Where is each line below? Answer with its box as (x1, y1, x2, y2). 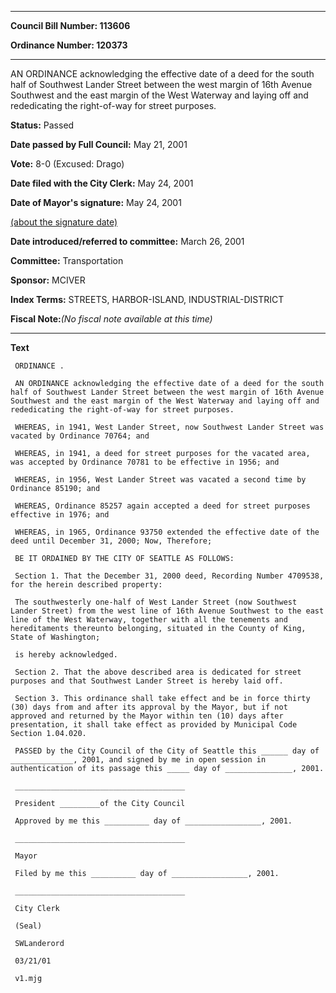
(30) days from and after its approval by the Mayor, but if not (10, 702, 288, 712)
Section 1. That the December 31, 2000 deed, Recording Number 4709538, (14, 571, 325, 581)
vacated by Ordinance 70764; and (10, 431, 150, 441)
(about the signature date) (10, 216, 118, 228)
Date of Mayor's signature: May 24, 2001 (10, 197, 182, 208)
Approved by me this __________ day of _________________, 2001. (14, 816, 293, 826)
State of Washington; (10, 632, 101, 642)
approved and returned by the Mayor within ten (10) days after (10, 711, 284, 721)
